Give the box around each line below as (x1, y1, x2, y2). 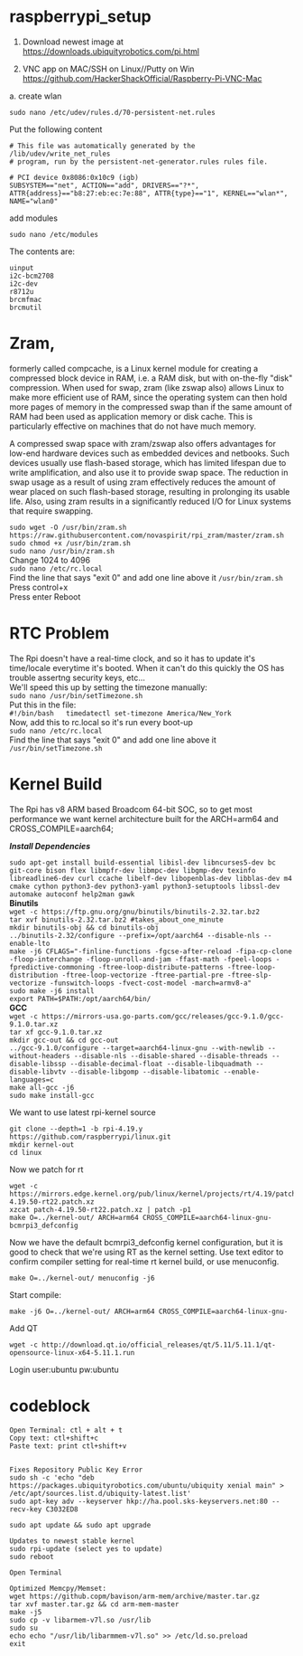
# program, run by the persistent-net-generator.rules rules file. (9, 156, 269, 166)
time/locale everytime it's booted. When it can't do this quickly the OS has (9, 662, 285, 673)
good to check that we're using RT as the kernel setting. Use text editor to (9, 1246, 284, 1257)
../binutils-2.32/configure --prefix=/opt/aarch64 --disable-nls (9, 931, 260, 940)
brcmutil (9, 303, 42, 312)
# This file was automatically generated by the (9, 141, 196, 150)
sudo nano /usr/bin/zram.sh (9, 546, 115, 555)
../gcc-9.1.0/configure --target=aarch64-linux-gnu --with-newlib (9, 1043, 264, 1053)
